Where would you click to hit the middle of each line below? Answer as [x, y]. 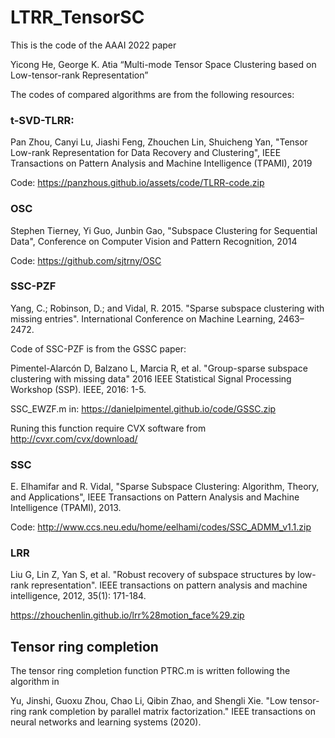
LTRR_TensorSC [77, 17]
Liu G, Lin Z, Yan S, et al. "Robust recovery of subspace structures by [153, 575]
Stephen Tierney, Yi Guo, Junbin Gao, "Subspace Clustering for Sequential [164, 230]
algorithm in [35, 682]
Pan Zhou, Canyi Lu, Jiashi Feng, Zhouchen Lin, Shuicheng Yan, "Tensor [159, 142]
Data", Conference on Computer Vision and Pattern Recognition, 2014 [154, 241]
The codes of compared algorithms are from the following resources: [152, 94]
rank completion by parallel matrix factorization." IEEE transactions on [172, 712]
